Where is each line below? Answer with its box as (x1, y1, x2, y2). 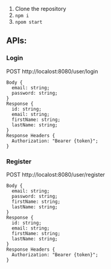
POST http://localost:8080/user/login (6, 67, 98, 75)
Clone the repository (14, 5, 66, 12)
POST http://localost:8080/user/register (6, 171, 106, 178)
